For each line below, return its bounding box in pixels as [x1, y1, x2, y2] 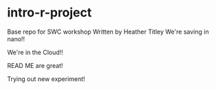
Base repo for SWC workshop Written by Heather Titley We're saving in [7, 27, 209, 36]
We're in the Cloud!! [7, 48, 63, 56]
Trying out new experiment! [7, 74, 85, 83]
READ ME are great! [7, 61, 63, 69]
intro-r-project [7, 5, 92, 21]
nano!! [7, 34, 25, 43]
